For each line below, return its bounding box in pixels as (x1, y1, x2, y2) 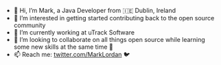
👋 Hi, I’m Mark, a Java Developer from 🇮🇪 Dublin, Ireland (13, 7, 176, 14)
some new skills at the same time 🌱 (13, 43, 113, 51)
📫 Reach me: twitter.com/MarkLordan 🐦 (13, 51, 130, 58)
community (13, 21, 46, 29)
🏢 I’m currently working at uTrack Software (13, 28, 135, 37)
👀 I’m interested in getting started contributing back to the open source (13, 14, 215, 22)
